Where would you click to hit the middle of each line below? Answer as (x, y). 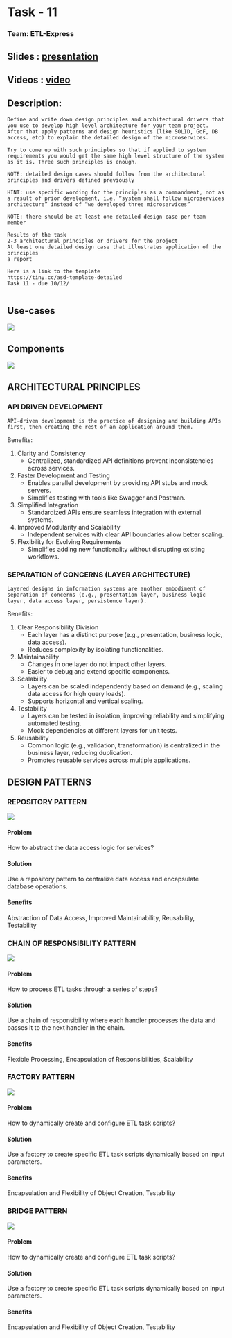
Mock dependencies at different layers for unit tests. (102, 731)
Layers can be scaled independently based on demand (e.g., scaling (125, 686)
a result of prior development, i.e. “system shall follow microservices (116, 198)
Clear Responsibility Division (58, 627)
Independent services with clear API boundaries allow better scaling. (125, 534)
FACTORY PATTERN (41, 1077)
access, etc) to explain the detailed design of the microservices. (108, 137)
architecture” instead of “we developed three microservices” (99, 204)
